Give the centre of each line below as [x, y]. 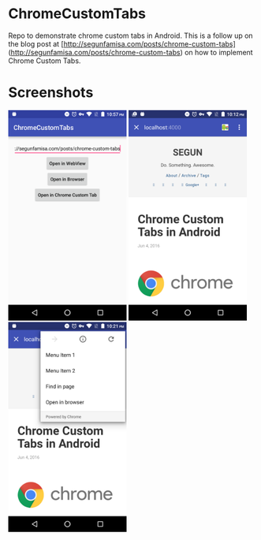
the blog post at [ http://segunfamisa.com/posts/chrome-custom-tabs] [122, 43]
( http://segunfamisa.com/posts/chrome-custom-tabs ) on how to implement [131, 52]
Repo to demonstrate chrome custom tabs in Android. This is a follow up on [131, 35]
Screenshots [51, 93]
